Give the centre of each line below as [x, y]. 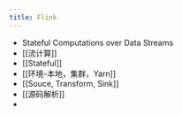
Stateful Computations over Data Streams [98, 42]
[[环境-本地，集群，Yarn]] [69, 73]
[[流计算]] [39, 53]
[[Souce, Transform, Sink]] [70, 83]
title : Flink [33, 17]
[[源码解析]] [43, 94]
